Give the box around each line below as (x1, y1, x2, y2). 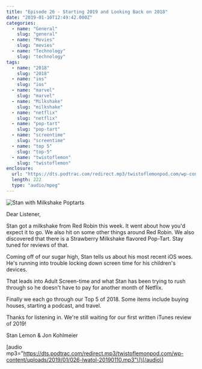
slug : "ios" (17, 82, 47, 88)
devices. (6, 265, 28, 273)
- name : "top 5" (11, 143, 52, 149)
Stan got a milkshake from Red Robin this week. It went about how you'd (6, 222, 186, 229)
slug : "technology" (17, 54, 66, 60)
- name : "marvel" (11, 87, 55, 93)
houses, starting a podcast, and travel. (6, 302, 102, 309)
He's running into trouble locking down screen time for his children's (6, 259, 176, 267)
